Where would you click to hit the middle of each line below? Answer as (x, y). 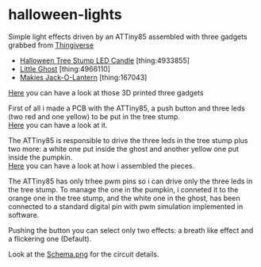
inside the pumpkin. (40, 157)
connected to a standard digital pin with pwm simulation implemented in (126, 206)
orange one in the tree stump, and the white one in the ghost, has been (124, 198)
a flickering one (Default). (50, 238)
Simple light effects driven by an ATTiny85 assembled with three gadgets (128, 37)
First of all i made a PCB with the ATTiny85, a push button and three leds (127, 108)
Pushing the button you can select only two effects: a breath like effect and (131, 230)
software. (24, 215)
